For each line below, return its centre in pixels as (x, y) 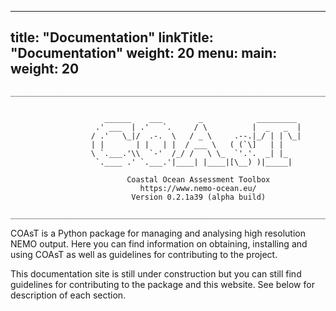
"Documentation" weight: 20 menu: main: (144, 53)
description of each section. (68, 295)
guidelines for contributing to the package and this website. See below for (162, 284)
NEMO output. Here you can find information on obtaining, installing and (159, 243)
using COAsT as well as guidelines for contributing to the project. (144, 254)
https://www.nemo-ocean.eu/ (198, 188)
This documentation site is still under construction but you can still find (156, 273)
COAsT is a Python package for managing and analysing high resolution (158, 233)
